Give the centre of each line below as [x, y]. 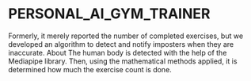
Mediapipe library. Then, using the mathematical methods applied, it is [123, 61]
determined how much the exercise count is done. [90, 69]
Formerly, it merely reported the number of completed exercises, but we [126, 36]
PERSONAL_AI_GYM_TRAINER [109, 14]
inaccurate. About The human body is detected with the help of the [118, 52]
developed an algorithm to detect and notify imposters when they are [121, 44]
